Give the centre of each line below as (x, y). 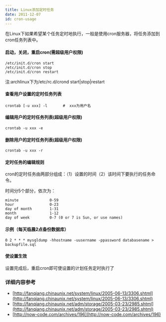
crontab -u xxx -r (24, 151)
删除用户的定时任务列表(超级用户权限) (44, 140)
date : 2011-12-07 (23, 14)
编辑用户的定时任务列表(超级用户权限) (44, 117)
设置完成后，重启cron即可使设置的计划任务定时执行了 (60, 268)
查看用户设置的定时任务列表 (33, 94)
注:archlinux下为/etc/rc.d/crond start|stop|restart (55, 81)
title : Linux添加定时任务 (30, 10)
